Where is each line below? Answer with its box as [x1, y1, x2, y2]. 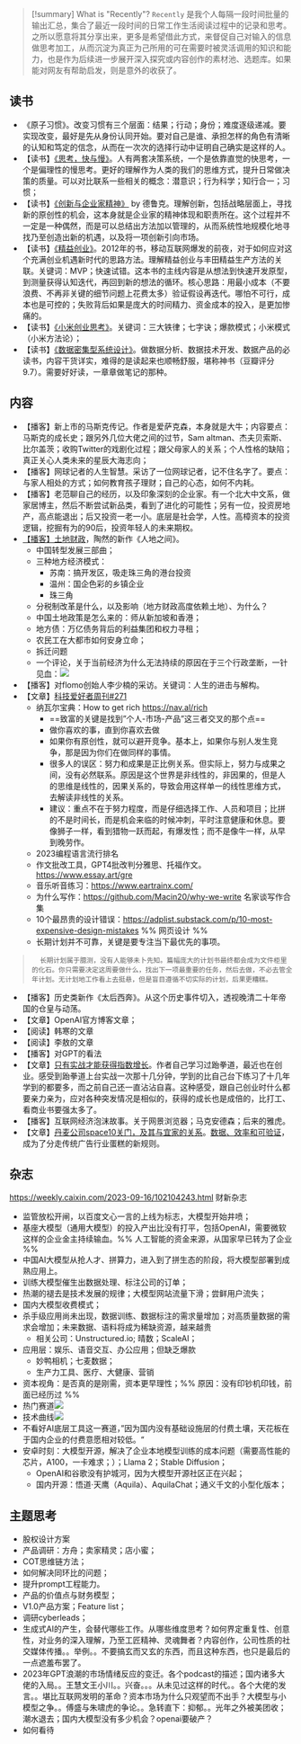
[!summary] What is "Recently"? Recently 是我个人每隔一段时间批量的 [31, 9, 289, 19]
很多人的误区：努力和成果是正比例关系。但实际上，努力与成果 [49, 758, 279, 769]
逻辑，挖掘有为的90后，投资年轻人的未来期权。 [22, 521, 199, 533]
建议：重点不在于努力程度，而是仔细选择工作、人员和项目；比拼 [49, 803, 286, 814]
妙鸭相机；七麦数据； [35, 1356, 115, 1366]
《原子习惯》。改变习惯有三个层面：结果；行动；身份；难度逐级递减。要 [22, 119, 287, 129]
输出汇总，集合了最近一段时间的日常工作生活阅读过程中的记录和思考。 [31, 20, 292, 31]
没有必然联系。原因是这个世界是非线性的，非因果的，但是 [65, 769, 279, 780]
